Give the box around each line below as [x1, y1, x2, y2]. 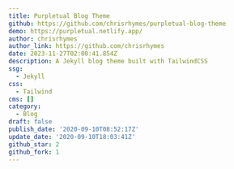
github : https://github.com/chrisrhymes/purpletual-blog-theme [8, 19, 227, 28]
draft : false [8, 118, 53, 126]
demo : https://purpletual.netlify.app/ [8, 27, 143, 35]
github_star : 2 [8, 140, 60, 149]
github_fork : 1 [8, 148, 60, 156]
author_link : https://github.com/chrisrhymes [8, 42, 164, 50]
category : [8, 102, 42, 110]
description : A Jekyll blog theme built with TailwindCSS [8, 58, 208, 66]
